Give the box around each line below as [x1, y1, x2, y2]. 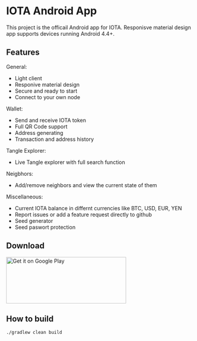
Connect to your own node [14, 93, 81, 100]
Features [6, 48, 40, 58]
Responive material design [14, 81, 80, 88]
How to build [6, 314, 54, 324]
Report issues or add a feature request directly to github [14, 211, 152, 218]
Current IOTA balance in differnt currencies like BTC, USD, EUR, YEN [14, 204, 182, 211]
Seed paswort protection [14, 223, 76, 231]
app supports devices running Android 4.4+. [6, 30, 115, 37]
